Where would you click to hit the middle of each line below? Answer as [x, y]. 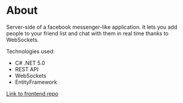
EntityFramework [36, 82]
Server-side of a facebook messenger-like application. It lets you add [92, 27]
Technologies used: [31, 51]
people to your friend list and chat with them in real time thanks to [88, 33]
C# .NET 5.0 [30, 63]
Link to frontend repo [32, 93]
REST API [27, 69]
